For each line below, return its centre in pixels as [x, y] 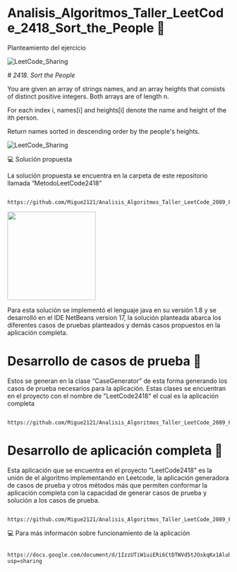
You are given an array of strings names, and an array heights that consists [116, 88]
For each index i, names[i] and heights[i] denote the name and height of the [117, 110]
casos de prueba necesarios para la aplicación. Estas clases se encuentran [117, 388]
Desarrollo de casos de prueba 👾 [104, 361]
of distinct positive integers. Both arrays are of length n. [88, 96]
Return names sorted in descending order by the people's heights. [104, 131]
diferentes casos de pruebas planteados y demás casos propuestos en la [114, 325]
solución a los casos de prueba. [54, 500]
